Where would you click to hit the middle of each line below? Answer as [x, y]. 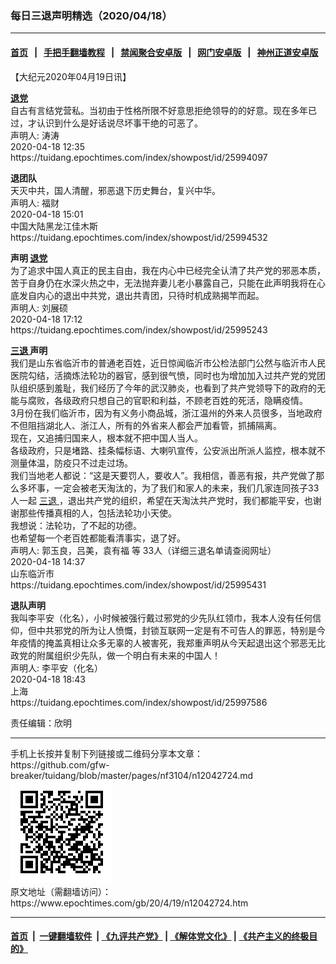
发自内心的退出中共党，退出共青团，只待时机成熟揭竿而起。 [141, 295]
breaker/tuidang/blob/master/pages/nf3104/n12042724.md [132, 775]
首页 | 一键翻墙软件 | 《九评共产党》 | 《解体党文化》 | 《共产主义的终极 [160, 936]
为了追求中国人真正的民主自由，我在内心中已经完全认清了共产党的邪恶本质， [168, 270]
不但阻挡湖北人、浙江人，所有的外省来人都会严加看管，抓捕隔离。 [146, 425]
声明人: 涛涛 [35, 135]
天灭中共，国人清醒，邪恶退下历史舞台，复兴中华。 [115, 190]
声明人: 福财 [35, 203]
